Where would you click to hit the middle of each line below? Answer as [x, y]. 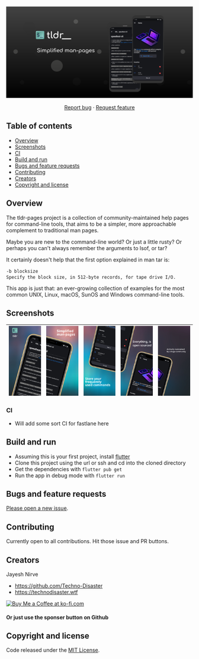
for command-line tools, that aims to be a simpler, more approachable [91, 224]
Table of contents [39, 126]
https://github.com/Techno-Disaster [59, 586]
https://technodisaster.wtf [46, 592]
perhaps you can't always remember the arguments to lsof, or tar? [87, 248]
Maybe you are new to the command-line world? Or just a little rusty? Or [94, 242]
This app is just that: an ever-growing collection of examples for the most [95, 288]
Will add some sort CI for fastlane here [62, 423]
